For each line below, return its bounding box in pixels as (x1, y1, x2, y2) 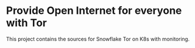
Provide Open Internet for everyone (6, 4, 182, 17)
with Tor (6, 16, 47, 29)
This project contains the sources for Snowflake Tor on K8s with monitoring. (6, 35, 190, 42)
